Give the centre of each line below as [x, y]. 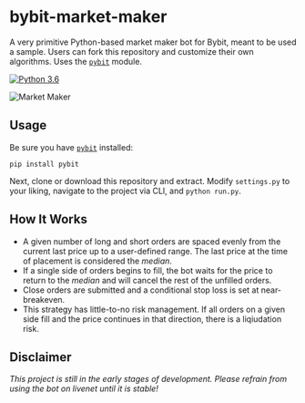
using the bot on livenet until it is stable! [84, 388]
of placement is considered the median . [97, 261]
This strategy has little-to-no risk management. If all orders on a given [153, 309]
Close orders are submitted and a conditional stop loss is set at [141, 290]
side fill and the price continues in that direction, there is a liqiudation [152, 319]
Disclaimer [41, 357]
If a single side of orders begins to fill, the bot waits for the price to [147, 270]
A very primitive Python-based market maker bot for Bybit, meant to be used [153, 42]
